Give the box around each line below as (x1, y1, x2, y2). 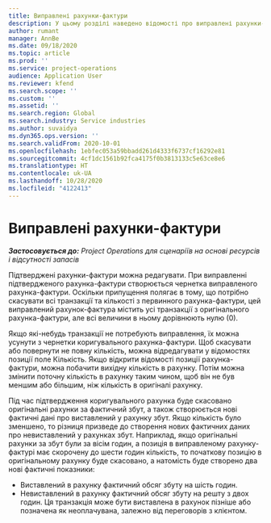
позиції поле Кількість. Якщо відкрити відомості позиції (8, 354, 200, 364)
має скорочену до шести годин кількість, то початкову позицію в (35, 447, 262, 457)
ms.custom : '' (8, 94, 56, 103)
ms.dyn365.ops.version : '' (8, 132, 99, 140)
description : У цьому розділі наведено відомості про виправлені (8, 19, 232, 27)
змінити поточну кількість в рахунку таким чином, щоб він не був (8, 371, 236, 381)
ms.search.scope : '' (8, 86, 78, 95)
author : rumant (8, 27, 60, 35)
